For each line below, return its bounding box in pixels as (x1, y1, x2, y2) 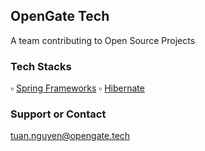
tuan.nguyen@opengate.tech (10, 130, 131, 142)
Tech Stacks (10, 59, 72, 73)
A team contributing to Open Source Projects (10, 34, 196, 46)
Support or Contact (10, 107, 107, 121)
